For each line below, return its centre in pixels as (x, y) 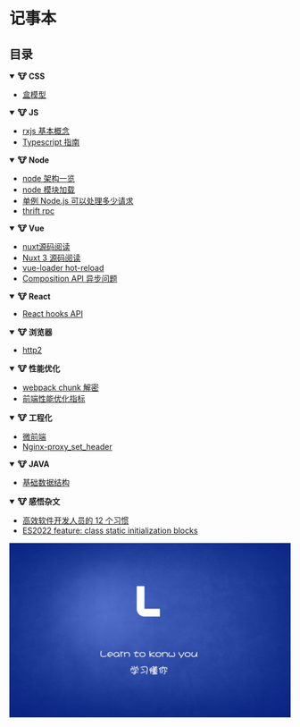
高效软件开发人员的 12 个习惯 (75, 520)
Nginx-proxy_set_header (67, 447)
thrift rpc (38, 211)
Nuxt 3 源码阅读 (51, 258)
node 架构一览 (49, 178)
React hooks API (52, 313)
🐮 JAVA (33, 464)
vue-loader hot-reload (63, 268)
